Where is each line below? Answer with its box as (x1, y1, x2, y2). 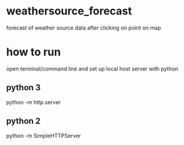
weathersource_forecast (6, 4, 132, 18)
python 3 (6, 82, 41, 93)
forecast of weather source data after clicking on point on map (6, 24, 161, 31)
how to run (6, 45, 61, 59)
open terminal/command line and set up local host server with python (6, 65, 179, 72)
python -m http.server (6, 98, 61, 106)
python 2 (6, 116, 41, 126)
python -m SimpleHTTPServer (6, 132, 81, 139)
